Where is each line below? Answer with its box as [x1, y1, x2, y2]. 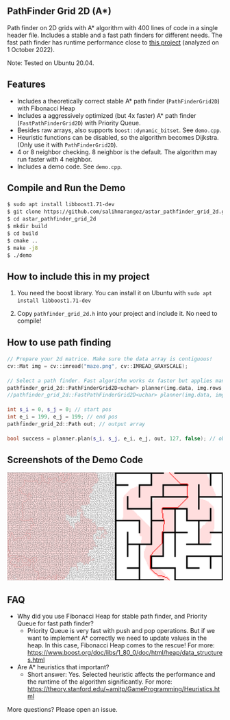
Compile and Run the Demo [7, 182, 126, 194]
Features [7, 79, 46, 90]
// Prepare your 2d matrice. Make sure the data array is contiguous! [7, 356, 213, 362]
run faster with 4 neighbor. [16, 155, 92, 163]
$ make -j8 [7, 245, 38, 251]
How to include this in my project [7, 271, 150, 282]
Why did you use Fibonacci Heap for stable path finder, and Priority [16, 612, 207, 621]
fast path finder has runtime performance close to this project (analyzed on [7, 38, 219, 47]
